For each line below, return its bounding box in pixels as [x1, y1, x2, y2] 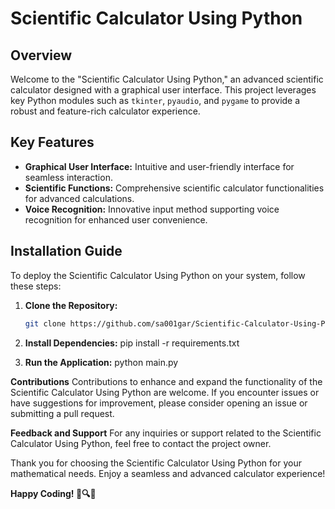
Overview [10, 47, 73, 64]
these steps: [10, 280, 62, 292]
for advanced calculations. [24, 192, 135, 204]
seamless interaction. [24, 171, 113, 183]
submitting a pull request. [10, 407, 115, 419]
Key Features [10, 134, 95, 151]
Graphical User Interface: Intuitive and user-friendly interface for [24, 160, 295, 172]
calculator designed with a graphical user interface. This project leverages [10, 84, 317, 96]
